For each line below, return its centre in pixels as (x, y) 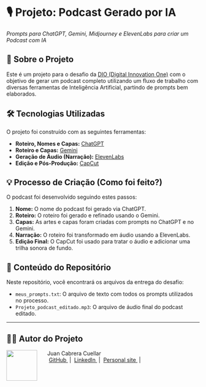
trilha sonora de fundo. (44, 248)
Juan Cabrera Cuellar (74, 353)
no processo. (32, 301)
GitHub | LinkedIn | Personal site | (95, 360)
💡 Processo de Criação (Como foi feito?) (84, 182)
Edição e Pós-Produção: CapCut (57, 163)
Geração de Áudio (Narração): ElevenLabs (70, 156)
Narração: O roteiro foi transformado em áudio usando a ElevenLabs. (103, 235)
